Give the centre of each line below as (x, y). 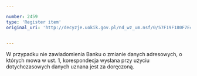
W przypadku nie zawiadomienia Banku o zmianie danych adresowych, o (94, 54)
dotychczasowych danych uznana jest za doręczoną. (70, 67)
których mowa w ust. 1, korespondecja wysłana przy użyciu (78, 61)
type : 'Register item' (34, 22)
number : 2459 (22, 16)
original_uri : (23, 27)
